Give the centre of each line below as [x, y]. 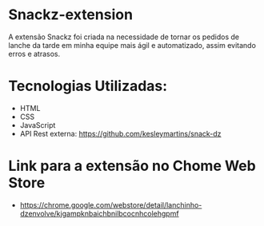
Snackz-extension [71, 15]
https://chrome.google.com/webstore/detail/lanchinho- [111, 204]
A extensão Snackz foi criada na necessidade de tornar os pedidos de [124, 37]
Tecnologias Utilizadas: [88, 86]
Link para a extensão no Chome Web [132, 166]
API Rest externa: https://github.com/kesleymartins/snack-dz [120, 133]
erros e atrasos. [34, 54]
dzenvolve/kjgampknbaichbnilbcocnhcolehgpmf [99, 213]
